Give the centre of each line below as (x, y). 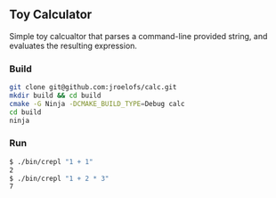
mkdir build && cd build (55, 95)
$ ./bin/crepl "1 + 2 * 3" (59, 178)
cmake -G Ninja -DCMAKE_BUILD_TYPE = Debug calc (97, 103)
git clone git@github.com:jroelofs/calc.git (93, 87)
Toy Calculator (51, 15)
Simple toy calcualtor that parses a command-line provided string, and (138, 36)
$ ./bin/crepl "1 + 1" (51, 161)
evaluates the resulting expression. (73, 45)
